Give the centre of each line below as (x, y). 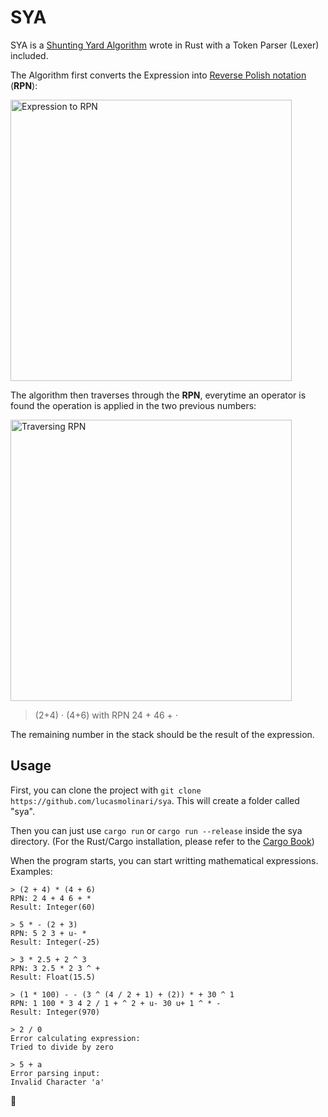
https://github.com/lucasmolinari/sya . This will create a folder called (155, 800)
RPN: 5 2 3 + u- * (48, 933)
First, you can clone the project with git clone (106, 790)
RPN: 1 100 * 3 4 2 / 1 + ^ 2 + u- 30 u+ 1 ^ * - (116, 1003)
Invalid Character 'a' (57, 1082)
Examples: (31, 871)
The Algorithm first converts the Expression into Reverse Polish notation (158, 75)
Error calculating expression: (75, 1038)
